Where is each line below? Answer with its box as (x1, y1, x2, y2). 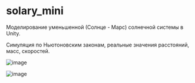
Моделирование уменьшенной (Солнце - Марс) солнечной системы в (6, 24, 184, 31)
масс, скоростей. (6, 47, 50, 54)
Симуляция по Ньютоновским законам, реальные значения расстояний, (6, 41, 190, 48)
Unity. (6, 29, 21, 36)
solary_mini (6, 4, 64, 18)
